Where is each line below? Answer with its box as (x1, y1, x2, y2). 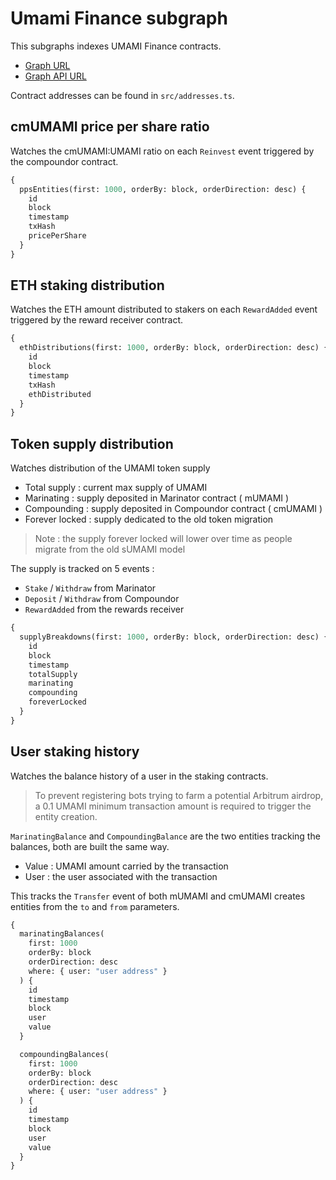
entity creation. (34, 810, 98, 822)
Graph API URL (24, 70, 87, 82)
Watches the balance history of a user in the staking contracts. (10, 770, 269, 782)
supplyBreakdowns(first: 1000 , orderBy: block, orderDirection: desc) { (19, 632, 329, 642)
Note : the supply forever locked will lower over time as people (34, 533, 293, 545)
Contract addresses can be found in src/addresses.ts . (10, 89, 235, 101)
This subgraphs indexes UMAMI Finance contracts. (10, 40, 222, 52)
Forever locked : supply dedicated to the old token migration (24, 513, 274, 526)
